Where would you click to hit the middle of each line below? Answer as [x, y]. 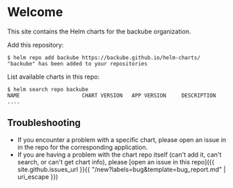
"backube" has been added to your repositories [78, 63]
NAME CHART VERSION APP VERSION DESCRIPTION [112, 95]
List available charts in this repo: [54, 77]
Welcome [35, 12]
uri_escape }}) [38, 177]
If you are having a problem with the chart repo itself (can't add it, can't [119, 155]
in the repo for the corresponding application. [82, 147]
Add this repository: [35, 45]
